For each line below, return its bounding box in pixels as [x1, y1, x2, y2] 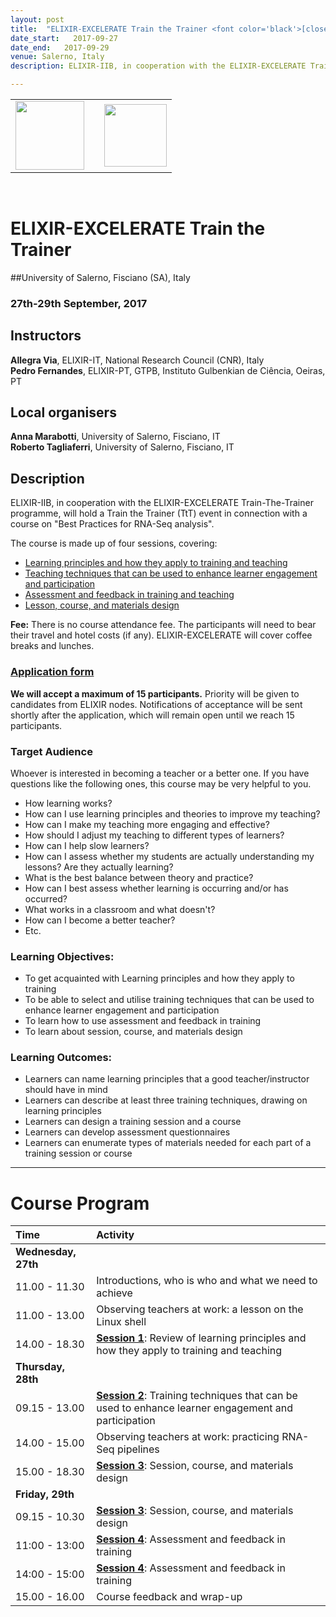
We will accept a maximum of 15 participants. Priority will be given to [10, 687, 300, 700]
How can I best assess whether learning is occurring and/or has [24, 882, 289, 894]
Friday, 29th [15, 1487, 75, 1501]
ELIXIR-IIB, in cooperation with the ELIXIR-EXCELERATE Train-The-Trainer [10, 497, 314, 509]
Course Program [10, 1192, 150, 1215]
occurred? [24, 892, 68, 905]
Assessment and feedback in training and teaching [24, 589, 235, 601]
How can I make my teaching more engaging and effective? [24, 818, 270, 830]
